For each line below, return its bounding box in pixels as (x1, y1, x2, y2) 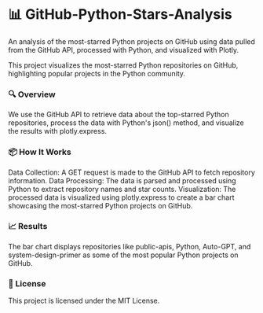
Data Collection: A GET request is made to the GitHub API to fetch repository (8, 168, 255, 177)
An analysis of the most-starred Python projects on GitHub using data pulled (8, 36, 255, 46)
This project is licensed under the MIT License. (8, 296, 160, 306)
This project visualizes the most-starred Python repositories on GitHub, (8, 60, 239, 70)
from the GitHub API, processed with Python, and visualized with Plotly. (8, 45, 239, 54)
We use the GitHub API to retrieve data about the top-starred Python (8, 110, 229, 120)
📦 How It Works (8, 146, 72, 157)
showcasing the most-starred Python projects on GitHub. (8, 201, 193, 210)
